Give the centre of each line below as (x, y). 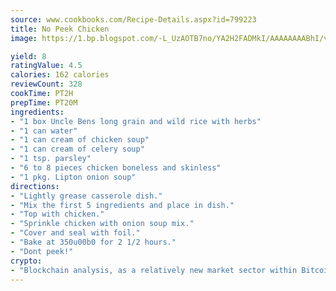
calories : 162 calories (60, 75)
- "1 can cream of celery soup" (77, 149)
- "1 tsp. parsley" (51, 159)
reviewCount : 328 (46, 84)
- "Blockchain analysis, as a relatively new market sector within (154, 270)
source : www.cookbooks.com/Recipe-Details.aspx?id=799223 (133, 19)
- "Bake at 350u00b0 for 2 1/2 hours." (93, 242)
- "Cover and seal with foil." (75, 233)
